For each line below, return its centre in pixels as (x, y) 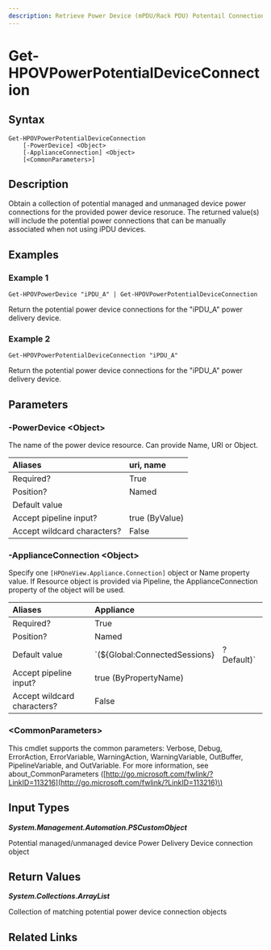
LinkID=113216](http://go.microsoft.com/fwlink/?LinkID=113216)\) (116, 782)
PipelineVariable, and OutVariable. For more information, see (108, 765)
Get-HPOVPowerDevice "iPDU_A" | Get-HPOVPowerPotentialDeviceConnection (133, 295)
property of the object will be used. (67, 590)
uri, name (148, 465)
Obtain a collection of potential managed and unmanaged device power (127, 203)
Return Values (45, 877)
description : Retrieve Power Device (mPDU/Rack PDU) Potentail (117, 16)
